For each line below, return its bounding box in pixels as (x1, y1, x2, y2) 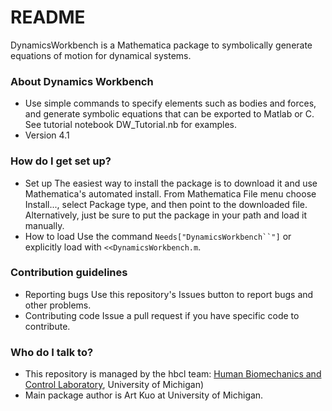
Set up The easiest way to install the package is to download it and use (24, 177, 318, 189)
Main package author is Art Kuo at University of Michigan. (24, 389, 264, 401)
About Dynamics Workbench (10, 74, 154, 88)
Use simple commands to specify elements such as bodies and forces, (24, 97, 317, 110)
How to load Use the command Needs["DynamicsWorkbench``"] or (24, 230, 292, 242)
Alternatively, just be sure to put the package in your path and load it (24, 209, 307, 221)
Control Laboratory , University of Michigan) (24, 379, 205, 391)
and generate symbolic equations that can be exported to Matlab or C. (24, 108, 315, 120)
